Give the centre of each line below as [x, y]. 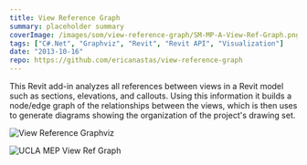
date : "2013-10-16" [47, 52]
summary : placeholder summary [67, 26]
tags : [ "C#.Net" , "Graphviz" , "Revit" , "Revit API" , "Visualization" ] [147, 43]
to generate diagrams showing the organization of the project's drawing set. [153, 115]
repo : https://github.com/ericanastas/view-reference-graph [127, 60]
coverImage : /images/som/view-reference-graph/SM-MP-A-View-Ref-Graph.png [155, 35]
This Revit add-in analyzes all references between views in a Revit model [147, 86]
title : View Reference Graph [65, 18]
